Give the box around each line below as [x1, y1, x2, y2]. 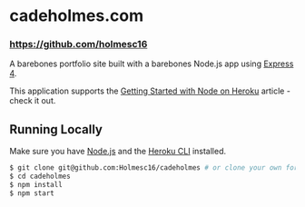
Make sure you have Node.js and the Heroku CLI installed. [9, 146, 227, 157]
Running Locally [9, 122, 103, 137]
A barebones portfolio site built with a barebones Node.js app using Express [9, 58, 294, 69]
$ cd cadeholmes [9, 172, 71, 182]
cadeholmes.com [9, 5, 143, 26]
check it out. [9, 95, 56, 106]
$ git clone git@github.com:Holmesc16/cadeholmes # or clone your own [9, 163, 282, 172]
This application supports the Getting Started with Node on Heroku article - [9, 85, 290, 96]
